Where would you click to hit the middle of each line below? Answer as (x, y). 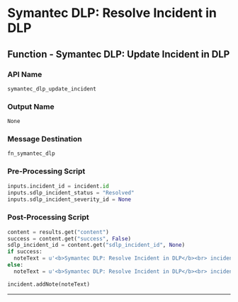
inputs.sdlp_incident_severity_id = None (69, 199)
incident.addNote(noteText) (49, 284)
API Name (25, 74)
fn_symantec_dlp (31, 153)
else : (15, 265)
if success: (25, 252)
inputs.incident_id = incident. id (58, 186)
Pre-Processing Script (46, 171)
